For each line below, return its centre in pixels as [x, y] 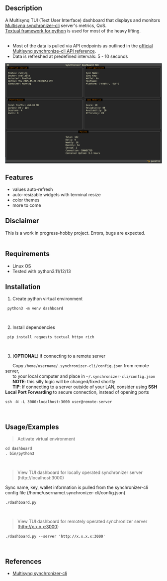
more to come [27, 205]
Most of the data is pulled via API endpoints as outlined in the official [83, 46]
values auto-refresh [33, 189]
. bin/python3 [20, 454]
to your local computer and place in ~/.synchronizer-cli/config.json [84, 376]
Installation [23, 287]
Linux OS [22, 266]
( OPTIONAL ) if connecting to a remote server [59, 356]
